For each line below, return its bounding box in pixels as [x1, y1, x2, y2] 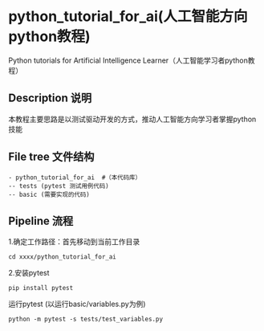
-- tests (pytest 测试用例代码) [8, 182, 110, 190]
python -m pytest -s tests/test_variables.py [8, 315, 163, 324]
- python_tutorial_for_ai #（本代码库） [8, 174, 142, 182]
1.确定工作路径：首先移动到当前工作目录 [8, 237, 140, 247]
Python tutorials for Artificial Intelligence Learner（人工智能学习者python [8, 55, 249, 65]
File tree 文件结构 [8, 150, 95, 164]
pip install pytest [8, 284, 74, 292]
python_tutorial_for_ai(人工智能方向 [8, 7, 248, 26]
